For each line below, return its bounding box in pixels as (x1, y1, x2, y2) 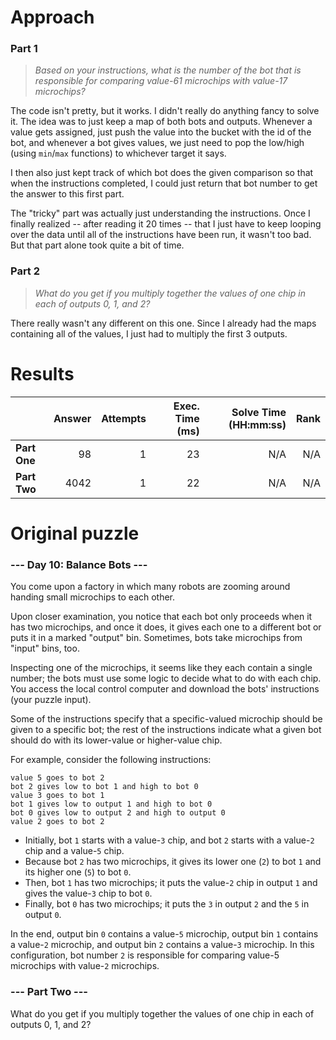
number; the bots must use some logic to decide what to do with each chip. (10, 672, 322, 685)
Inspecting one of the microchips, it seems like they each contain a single (10, 662, 313, 674)
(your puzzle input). (10, 694, 92, 706)
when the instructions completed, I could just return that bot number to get (10, 177, 318, 190)
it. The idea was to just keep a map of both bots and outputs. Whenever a (10, 116, 313, 128)
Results (10, 362, 75, 385)
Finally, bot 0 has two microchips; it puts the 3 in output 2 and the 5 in (24, 898, 310, 910)
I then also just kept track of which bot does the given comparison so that (10, 167, 314, 179)
